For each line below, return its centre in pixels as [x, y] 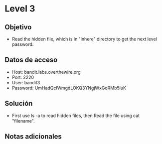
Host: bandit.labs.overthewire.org [46, 72]
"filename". [23, 121]
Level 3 [20, 9]
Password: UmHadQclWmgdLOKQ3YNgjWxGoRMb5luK [69, 88]
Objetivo [18, 27]
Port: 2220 [23, 77]
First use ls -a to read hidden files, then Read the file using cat [76, 116]
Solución [19, 103]
